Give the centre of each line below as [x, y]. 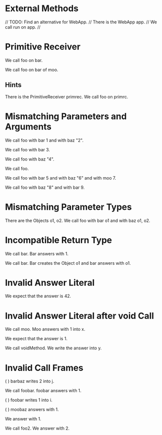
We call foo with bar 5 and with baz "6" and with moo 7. [61, 178]
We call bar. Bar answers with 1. [37, 254]
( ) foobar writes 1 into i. [29, 400]
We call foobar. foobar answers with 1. [43, 391]
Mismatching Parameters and [66, 116]
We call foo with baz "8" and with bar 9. [45, 187]
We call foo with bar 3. [27, 149]
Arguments [28, 127]
